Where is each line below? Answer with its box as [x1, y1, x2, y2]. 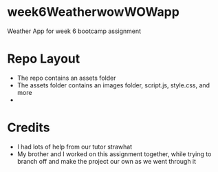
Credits [7, 120, 50, 136]
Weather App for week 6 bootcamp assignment [7, 27, 142, 35]
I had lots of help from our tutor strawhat [17, 142, 133, 151]
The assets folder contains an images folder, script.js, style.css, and [17, 80, 210, 89]
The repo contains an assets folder [17, 74, 116, 82]
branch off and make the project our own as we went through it [17, 157, 197, 165]
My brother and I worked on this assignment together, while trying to [17, 149, 212, 158]
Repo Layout [7, 51, 80, 67]
